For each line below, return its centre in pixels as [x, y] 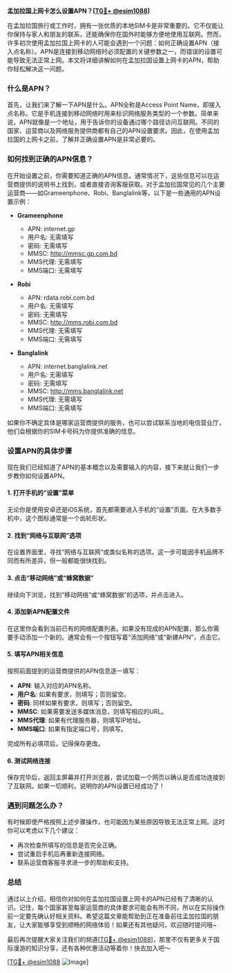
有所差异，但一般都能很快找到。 [65, 561]
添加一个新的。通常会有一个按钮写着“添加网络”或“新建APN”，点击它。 [125, 637]
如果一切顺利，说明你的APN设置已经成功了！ [101, 786]
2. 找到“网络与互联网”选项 [44, 535]
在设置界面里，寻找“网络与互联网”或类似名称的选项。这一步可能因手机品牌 [113, 552]
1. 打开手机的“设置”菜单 [41, 493]
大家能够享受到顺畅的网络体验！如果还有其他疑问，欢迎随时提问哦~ [121, 925]
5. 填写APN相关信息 [36, 654]
